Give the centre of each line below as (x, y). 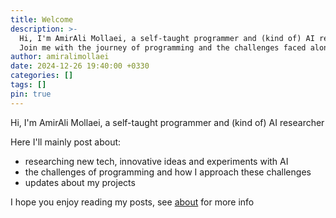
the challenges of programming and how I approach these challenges (168, 172)
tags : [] (28, 85)
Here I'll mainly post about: (66, 142)
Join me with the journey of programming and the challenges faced (163, 47)
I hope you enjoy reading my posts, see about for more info (132, 202)
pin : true (31, 94)
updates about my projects (80, 182)
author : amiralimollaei (60, 57)
